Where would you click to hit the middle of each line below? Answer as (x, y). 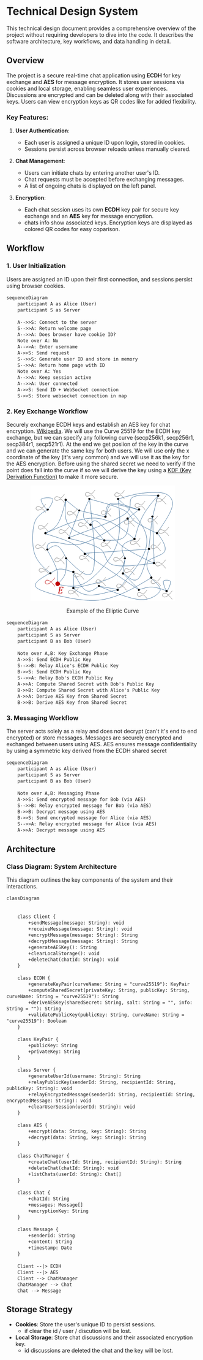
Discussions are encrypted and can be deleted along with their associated (100, 95)
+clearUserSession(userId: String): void (82, 1107)
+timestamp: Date (50, 1248)
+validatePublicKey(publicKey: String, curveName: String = (106, 1015)
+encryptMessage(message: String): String (83, 935)
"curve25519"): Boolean (37, 1021)
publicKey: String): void (39, 1089)
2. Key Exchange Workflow (47, 411)
